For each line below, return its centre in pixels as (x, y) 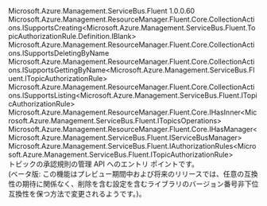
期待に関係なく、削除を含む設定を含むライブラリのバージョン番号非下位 (140, 184)
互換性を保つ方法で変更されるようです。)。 (77, 194)
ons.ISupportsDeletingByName (59, 53)
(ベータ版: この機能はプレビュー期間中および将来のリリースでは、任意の (126, 174)
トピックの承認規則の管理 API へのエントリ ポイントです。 (103, 164)
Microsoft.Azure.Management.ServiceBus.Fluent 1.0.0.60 (102, 11)
